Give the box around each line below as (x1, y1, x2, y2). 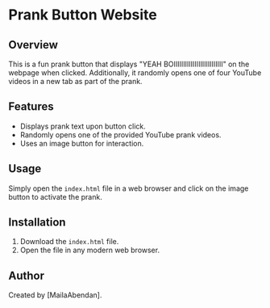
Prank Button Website (8, 6, 157, 24)
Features (8, 99, 54, 114)
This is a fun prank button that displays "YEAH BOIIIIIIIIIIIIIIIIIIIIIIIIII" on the (8, 59, 250, 69)
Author (8, 268, 44, 282)
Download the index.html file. (19, 237, 119, 247)
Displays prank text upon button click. (19, 121, 147, 131)
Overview (8, 38, 59, 52)
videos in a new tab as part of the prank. (8, 77, 143, 86)
